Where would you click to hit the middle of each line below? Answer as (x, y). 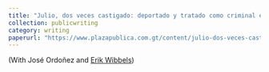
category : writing (39, 30)
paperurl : (25, 38)
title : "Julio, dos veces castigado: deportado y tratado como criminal (132, 15)
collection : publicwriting (53, 23)
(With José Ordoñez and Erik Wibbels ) (71, 60)
